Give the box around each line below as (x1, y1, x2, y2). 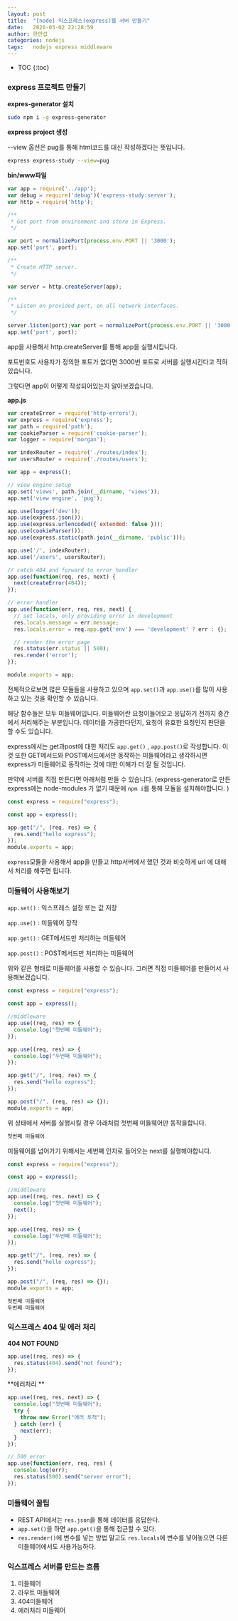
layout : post (7, 10, 46, 18)
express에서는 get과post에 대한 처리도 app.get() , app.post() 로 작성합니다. (7, 742, 222, 751)
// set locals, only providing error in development (13, 612, 173, 619)
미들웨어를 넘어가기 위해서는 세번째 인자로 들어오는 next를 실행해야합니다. (7, 1146, 212, 1155)
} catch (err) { (13, 1420, 62, 1428)
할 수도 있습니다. (7, 726, 53, 735)
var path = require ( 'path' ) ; (7, 423, 94, 430)
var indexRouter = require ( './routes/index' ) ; (7, 449, 148, 456)
